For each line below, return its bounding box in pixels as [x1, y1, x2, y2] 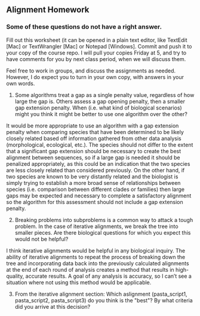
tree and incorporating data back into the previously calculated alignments [6, 260, 189, 267]
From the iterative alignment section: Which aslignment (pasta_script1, [14, 290, 187, 297]
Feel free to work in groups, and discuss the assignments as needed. [6, 67, 176, 74]
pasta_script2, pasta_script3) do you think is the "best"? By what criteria [14, 296, 193, 304]
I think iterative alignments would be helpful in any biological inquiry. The [6, 247, 186, 254]
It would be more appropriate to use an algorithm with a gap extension [6, 122, 179, 129]
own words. [6, 80, 35, 87]
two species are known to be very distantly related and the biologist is [6, 173, 179, 180]
